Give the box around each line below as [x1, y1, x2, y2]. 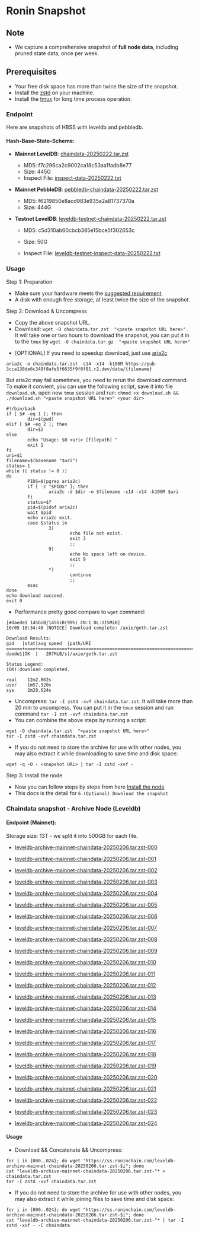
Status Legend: [6, 661, 44, 667]
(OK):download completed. [6, 666, 70, 672]
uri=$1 [6, 452, 23, 458]
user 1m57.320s [6, 682, 52, 688]
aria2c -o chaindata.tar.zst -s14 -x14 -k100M [6, 361, 123, 367]
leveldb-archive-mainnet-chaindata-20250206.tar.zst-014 [14, 1005, 157, 1012]
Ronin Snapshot [6, 4, 86, 18]
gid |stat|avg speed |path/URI [6, 640, 92, 646]
